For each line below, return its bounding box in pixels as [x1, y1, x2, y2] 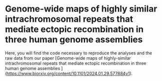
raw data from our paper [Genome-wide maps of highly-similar [5, 55, 131, 61]
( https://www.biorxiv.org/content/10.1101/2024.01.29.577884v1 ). [5, 70, 133, 76]
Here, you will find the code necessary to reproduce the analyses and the [5, 50, 152, 56]
